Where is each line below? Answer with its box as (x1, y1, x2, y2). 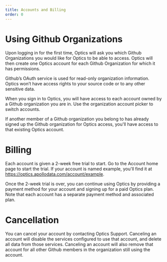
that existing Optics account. (5, 127, 64, 133)
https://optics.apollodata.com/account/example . (5, 171, 104, 177)
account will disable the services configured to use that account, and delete (5, 236, 161, 242)
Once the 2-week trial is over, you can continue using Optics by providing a (5, 181, 160, 187)
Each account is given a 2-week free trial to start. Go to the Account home (5, 161, 158, 167)
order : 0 (5, 12, 23, 17)
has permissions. (5, 66, 40, 72)
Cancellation (5, 214, 59, 226)
